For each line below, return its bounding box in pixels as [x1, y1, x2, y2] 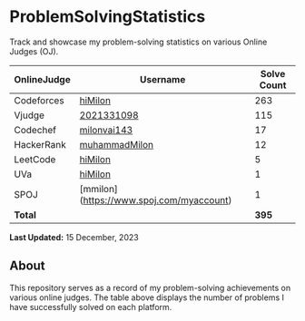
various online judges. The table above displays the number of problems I [9, 292, 284, 303]
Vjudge [14, 109, 45, 122]
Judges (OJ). [9, 45, 59, 56]
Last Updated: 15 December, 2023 [9, 231, 139, 242]
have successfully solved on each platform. [9, 301, 172, 312]
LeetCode [14, 152, 56, 165]
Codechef [14, 123, 57, 136]
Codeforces [14, 93, 65, 106]
